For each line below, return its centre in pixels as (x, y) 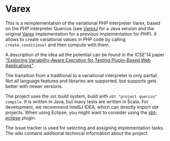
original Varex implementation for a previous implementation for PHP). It (81, 34)
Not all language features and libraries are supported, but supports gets (81, 81)
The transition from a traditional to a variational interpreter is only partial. (82, 75)
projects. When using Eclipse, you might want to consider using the (76, 112)
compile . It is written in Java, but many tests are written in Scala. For (77, 101)
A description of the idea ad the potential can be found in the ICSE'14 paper (85, 55)
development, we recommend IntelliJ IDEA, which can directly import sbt (82, 107)
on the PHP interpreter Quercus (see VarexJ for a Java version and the (80, 28)
